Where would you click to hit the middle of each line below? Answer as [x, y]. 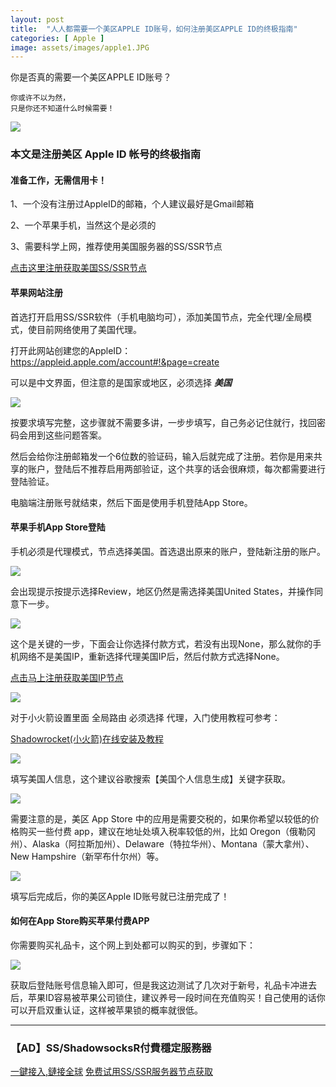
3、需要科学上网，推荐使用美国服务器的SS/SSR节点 [116, 247]
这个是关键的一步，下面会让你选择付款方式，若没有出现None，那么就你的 [161, 643]
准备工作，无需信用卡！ [58, 180]
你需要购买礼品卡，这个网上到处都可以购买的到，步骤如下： [133, 945]
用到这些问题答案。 [67, 435]
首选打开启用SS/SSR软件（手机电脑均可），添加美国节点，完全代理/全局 [157, 317]
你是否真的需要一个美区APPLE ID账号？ [91, 77]
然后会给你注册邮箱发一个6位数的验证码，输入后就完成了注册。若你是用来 [162, 456]
